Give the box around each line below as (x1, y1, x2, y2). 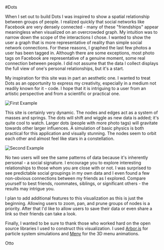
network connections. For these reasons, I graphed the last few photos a (5, 45, 151, 50)
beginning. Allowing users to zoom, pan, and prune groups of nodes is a (5, 201, 150, 206)
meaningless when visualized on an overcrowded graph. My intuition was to (5, 29, 158, 35)
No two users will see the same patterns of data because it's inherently (5, 155, 148, 160)
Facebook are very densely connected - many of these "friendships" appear (5, 24, 159, 30)
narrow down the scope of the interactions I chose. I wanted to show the (5, 34, 151, 40)
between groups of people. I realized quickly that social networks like (5, 19, 145, 24)
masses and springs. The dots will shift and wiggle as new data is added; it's (5, 115, 159, 120)
